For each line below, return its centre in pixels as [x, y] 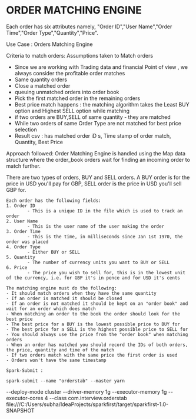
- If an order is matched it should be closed [64, 298]
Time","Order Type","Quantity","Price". [52, 32]
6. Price [17, 267]
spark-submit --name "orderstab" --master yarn [66, 381]
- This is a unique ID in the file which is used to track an [105, 211]
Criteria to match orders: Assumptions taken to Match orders [80, 55]
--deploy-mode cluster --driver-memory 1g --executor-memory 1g [87, 391]
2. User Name [22, 221]
